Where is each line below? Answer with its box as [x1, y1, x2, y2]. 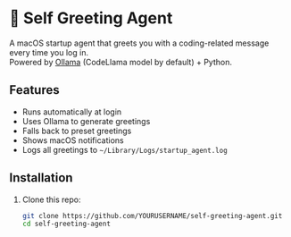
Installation [9, 170, 73, 186]
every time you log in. [9, 47, 89, 57]
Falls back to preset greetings [21, 125, 132, 136]
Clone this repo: [21, 194, 81, 205]
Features [9, 82, 60, 97]
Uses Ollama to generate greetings [21, 115, 151, 126]
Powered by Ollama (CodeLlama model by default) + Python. [9, 56, 232, 67]
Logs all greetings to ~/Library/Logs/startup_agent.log [21, 144, 228, 155]
